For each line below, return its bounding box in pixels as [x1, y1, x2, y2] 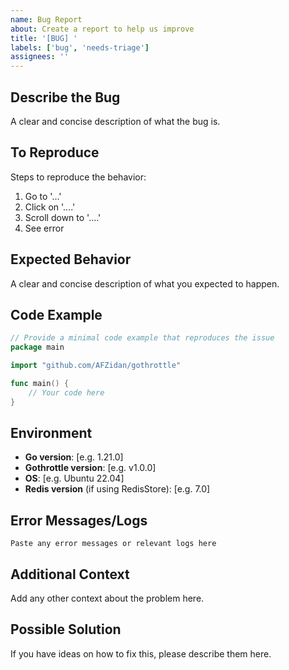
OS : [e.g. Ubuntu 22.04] [24, 472, 125, 485]
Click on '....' [24, 201, 76, 213]
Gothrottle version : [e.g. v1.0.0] [24, 462, 157, 474]
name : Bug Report [10, 14, 83, 25]
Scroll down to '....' [24, 211, 102, 223]
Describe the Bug [10, 89, 121, 106]
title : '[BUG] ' [10, 33, 78, 43]
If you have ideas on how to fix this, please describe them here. [10, 647, 272, 660]
